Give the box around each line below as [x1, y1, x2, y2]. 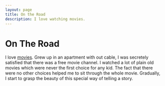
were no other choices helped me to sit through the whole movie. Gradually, [5, 70, 161, 76]
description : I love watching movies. [5, 16, 85, 21]
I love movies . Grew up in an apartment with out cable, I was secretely [5, 54, 149, 60]
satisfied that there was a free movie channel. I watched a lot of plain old [5, 60, 154, 66]
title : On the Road [5, 12, 46, 17]
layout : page [5, 7, 32, 12]
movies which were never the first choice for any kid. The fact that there [5, 65, 153, 71]
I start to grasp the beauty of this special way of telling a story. [5, 76, 133, 82]
